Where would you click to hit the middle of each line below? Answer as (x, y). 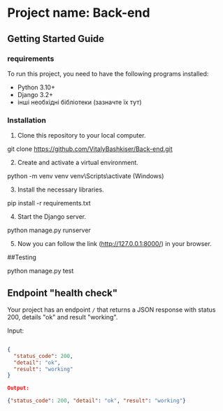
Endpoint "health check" (63, 293)
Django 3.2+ (35, 94)
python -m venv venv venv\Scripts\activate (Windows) (86, 176)
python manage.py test (41, 271)
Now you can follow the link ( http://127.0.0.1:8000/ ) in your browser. (114, 244)
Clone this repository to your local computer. (81, 136)
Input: (16, 331)
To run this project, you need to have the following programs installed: (108, 73)
